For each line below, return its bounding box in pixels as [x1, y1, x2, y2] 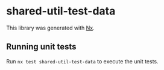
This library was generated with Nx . [6, 24, 95, 31]
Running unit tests [6, 42, 77, 52]
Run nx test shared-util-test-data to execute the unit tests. [6, 57, 159, 65]
